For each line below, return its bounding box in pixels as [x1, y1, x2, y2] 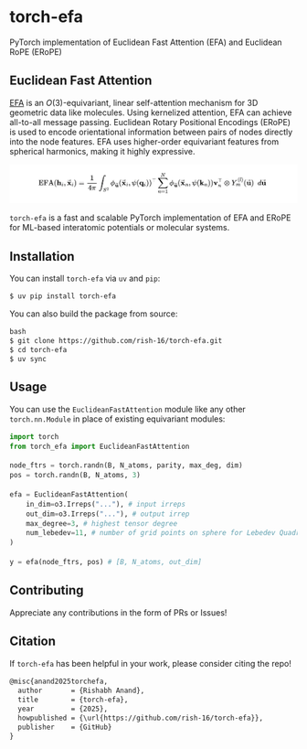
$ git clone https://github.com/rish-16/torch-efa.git [9, 336, 223, 345]
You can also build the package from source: [9, 308, 178, 319]
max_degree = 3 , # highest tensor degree [26, 519, 178, 528]
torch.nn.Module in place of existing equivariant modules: [9, 413, 226, 424]
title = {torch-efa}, [17, 695, 129, 704]
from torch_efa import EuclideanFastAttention [9, 442, 190, 451]
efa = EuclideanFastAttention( [9, 489, 129, 499]
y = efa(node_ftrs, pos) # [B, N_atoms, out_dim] [9, 558, 203, 567]
